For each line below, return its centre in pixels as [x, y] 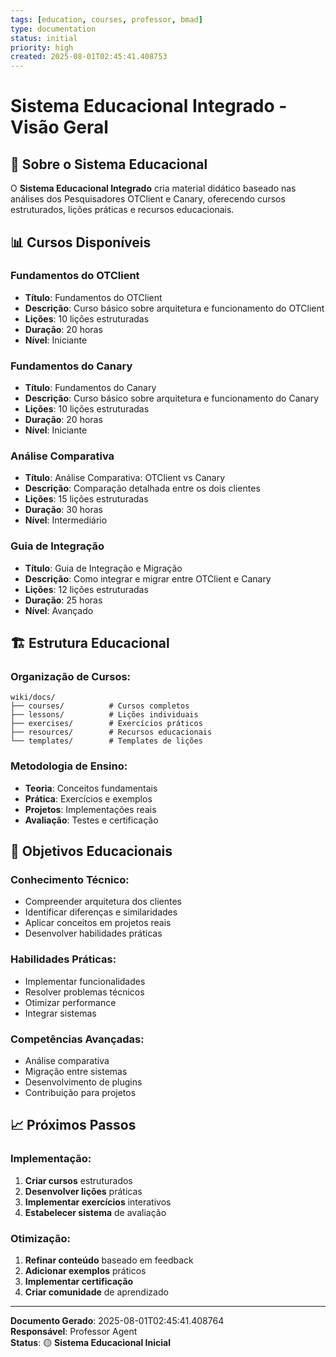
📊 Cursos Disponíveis [81, 242]
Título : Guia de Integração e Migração [103, 568]
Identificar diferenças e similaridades [101, 912]
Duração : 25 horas [63, 600]
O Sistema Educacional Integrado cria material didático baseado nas [153, 188]
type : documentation [53, 29]
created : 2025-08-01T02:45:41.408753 [89, 57]
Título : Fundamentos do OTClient [93, 297]
